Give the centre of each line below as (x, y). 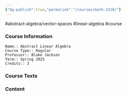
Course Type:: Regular (28, 50)
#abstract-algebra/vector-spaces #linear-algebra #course (63, 24)
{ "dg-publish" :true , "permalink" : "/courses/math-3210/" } (63, 10)
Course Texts (21, 75)
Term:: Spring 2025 (25, 59)
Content (15, 89)
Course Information (29, 36)
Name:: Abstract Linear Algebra (38, 46)
